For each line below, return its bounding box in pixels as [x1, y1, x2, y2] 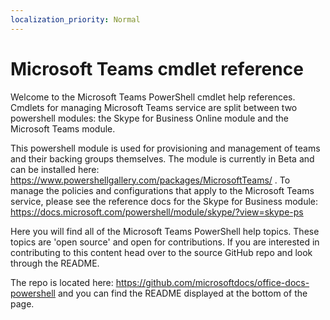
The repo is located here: [10, 276, 114, 288]
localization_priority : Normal [10, 14, 141, 25]
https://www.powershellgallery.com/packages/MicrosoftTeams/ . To [10, 174, 291, 186]
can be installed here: [10, 163, 100, 175]
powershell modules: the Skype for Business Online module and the [10, 112, 290, 124]
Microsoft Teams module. [10, 122, 116, 135]
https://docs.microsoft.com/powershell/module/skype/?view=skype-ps [10, 206, 304, 218]
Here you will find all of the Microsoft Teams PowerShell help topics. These [10, 225, 320, 237]
